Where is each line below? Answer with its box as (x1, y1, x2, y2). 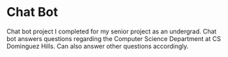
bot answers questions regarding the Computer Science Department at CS (6, 34, 221, 42)
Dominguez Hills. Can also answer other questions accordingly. (6, 42, 190, 50)
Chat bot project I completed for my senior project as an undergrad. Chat (6, 27, 217, 35)
